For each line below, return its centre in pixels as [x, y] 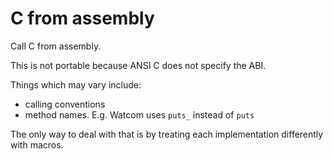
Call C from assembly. [56, 46]
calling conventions [65, 104]
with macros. [37, 144]
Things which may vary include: [76, 84]
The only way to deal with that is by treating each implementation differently [167, 134]
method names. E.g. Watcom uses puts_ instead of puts [139, 114]
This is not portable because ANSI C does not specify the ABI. [138, 65]
